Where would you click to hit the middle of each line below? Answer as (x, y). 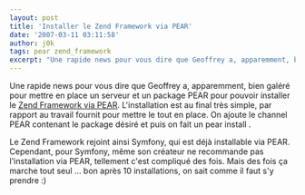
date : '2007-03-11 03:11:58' (64, 34)
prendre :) (28, 180)
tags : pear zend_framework (60, 52)
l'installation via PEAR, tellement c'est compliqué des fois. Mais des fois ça (149, 161)
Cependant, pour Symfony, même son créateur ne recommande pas (137, 151)
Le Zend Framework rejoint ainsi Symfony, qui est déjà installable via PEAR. (150, 142)
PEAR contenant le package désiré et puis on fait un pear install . (130, 124)
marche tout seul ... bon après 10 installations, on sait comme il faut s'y (142, 171)
